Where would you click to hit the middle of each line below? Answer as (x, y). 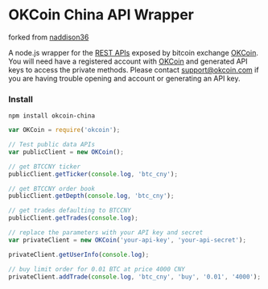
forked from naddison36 (49, 37)
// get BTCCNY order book (52, 188)
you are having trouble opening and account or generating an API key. (124, 78)
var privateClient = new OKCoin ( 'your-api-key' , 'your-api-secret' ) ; (128, 240)
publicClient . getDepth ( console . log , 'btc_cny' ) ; (91, 196)
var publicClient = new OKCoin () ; (66, 152)
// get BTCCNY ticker (45, 167)
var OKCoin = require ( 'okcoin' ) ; (64, 130)
